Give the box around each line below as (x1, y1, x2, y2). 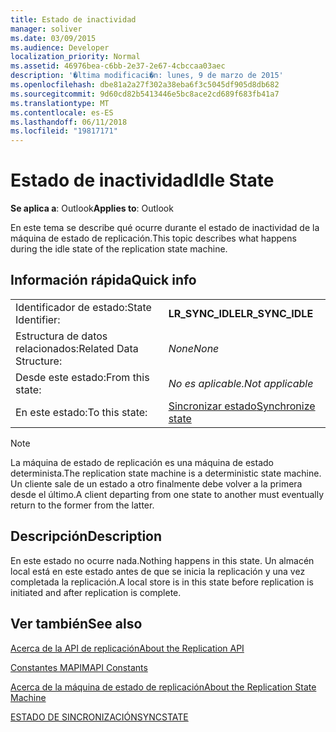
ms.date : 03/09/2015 (10, 33, 97, 43)
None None (168, 341, 220, 355)
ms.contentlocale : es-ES (10, 107, 114, 118)
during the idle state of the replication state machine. (10, 243, 228, 255)
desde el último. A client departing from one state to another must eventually (10, 488, 325, 500)
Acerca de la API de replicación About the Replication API (10, 642, 245, 654)
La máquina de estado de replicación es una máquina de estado (10, 456, 274, 468)
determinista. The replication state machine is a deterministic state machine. (10, 467, 322, 479)
